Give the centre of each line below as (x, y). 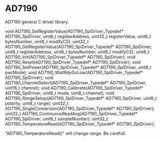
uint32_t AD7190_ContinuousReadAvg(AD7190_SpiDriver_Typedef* (71, 113)
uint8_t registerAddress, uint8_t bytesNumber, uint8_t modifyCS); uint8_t (77, 52)
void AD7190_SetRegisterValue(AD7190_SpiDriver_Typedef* (64, 31)
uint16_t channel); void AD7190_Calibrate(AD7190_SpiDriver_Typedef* (74, 88)
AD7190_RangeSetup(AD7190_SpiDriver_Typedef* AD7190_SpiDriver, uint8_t (81, 98)
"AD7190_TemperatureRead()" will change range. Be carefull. (66, 133)
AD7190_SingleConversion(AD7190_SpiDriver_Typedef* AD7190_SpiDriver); (80, 108)
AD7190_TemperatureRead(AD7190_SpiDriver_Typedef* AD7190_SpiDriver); (80, 124)
